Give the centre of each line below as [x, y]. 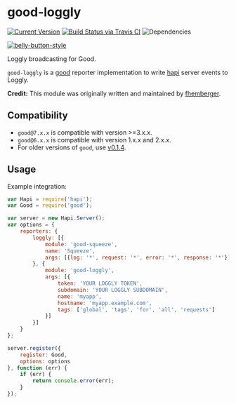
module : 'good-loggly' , [79, 271]
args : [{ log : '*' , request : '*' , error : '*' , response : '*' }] [138, 257]
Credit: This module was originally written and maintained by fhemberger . [114, 93]
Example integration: [37, 186]
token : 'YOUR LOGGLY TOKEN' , [100, 284]
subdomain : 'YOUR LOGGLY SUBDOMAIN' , [113, 290]
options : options [45, 361]
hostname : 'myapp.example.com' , [105, 303]
